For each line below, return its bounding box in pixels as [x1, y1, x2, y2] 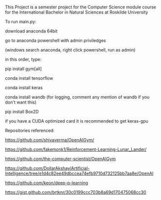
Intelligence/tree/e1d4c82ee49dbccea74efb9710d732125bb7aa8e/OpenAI [5, 170, 154, 176]
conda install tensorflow [5, 75, 54, 81]
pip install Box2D [5, 109, 39, 114]
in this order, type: [5, 56, 42, 62]
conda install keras [5, 85, 43, 91]
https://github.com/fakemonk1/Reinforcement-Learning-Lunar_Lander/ [5, 146, 147, 152]
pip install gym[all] [5, 66, 42, 72]
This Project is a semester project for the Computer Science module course [5, 4, 157, 10]
